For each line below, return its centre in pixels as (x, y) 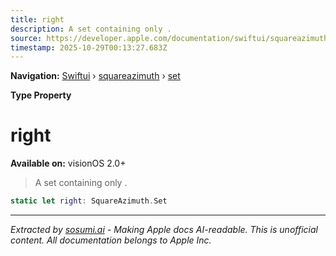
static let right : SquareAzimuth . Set (89, 201)
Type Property (41, 95)
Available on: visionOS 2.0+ (68, 163)
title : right (37, 19)
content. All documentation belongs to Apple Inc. (111, 240)
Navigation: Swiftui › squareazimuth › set (95, 76)
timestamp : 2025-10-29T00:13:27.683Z (89, 47)
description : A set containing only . (91, 29)
